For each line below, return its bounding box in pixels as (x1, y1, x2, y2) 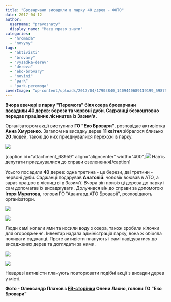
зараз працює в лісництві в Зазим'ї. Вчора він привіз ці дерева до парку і (5, 179, 165, 186)
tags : (5, 45, 17, 50)
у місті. (5, 276, 21, 282)
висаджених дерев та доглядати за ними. (5, 241, 96, 247)
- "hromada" (10, 36, 36, 41)
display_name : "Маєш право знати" (10, 26, 83, 32)
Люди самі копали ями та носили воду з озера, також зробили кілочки (5, 225, 159, 231)
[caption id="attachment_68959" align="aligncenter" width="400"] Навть (5, 153, 165, 159)
